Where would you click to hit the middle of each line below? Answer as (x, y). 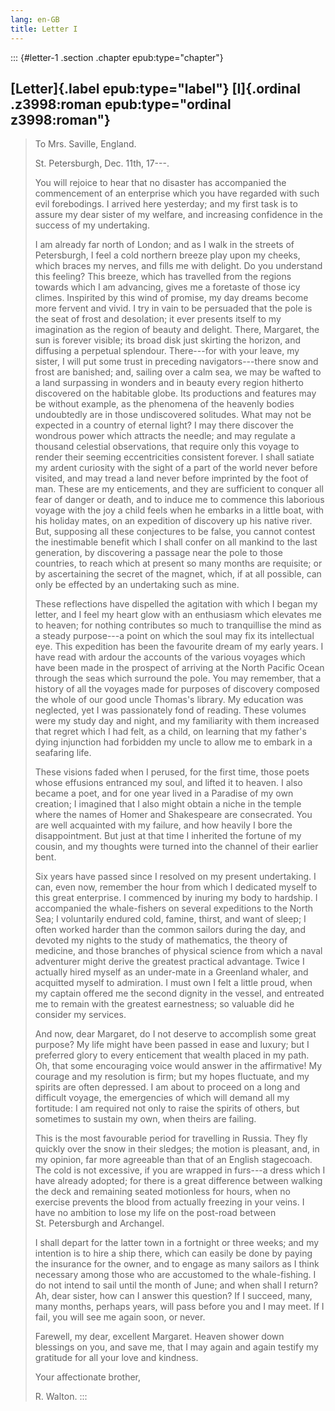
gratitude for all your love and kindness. (116, 1358)
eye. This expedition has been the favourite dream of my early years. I (179, 647)
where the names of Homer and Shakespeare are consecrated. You (173, 815)
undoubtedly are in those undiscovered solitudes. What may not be (173, 415)
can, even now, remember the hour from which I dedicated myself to (176, 887)
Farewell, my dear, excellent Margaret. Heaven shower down (159, 1337)
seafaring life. (63, 753)
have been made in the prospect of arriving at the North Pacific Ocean (179, 668)
